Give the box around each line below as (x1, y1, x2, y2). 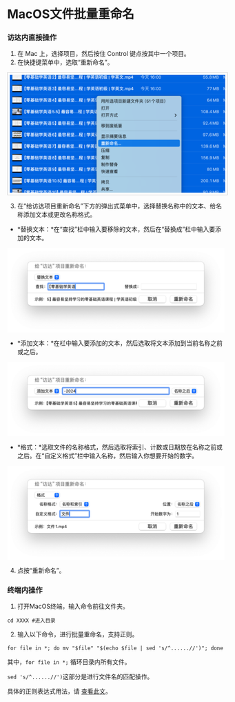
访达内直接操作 (7, 32, 57, 42)
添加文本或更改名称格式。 (23, 210, 96, 218)
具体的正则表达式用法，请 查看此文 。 (7, 687, 112, 695)
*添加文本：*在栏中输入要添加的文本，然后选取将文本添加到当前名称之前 (17, 339, 223, 347)
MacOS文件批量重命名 (7, 6, 134, 22)
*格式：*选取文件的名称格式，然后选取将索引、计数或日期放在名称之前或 (17, 443, 223, 451)
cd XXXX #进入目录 (7, 617, 56, 624)
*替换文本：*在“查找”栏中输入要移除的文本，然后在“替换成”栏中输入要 (17, 225, 216, 233)
